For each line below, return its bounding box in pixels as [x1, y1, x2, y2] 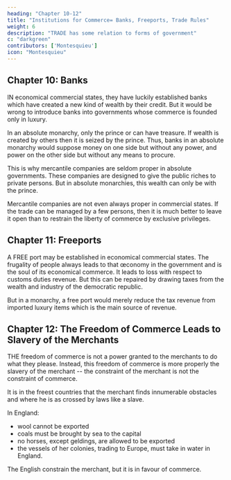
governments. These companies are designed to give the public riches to [7, 171, 216, 180]
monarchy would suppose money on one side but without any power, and [7, 143, 217, 151]
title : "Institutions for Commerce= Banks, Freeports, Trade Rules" [7, 17, 209, 24]
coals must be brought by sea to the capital [17, 429, 142, 438]
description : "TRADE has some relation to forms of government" [7, 29, 197, 37]
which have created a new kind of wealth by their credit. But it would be [7, 100, 212, 108]
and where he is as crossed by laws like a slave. [7, 395, 144, 404]
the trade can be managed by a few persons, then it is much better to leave [7, 207, 222, 215]
